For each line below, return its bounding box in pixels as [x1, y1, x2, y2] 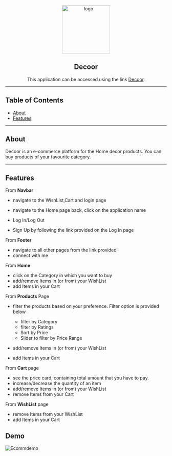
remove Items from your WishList [12, 411, 83, 417]
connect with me [12, 252, 49, 259]
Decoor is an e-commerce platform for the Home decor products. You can [5, 149, 162, 155]
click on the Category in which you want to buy [12, 272, 113, 279]
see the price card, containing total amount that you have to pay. [12, 375, 149, 381]
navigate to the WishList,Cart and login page [12, 197, 106, 204]
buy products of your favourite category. [5, 154, 91, 160]
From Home [5, 262, 31, 269]
